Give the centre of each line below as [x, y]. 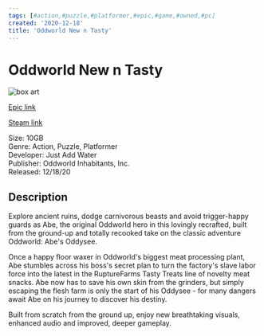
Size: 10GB [26, 138]
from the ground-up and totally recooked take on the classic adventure [125, 233]
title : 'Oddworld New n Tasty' [60, 30]
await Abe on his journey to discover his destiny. [88, 299]
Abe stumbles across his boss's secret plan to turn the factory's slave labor [132, 266]
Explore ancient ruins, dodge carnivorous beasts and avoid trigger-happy [128, 217]
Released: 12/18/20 [39, 172]
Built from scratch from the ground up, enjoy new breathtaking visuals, [124, 315]
